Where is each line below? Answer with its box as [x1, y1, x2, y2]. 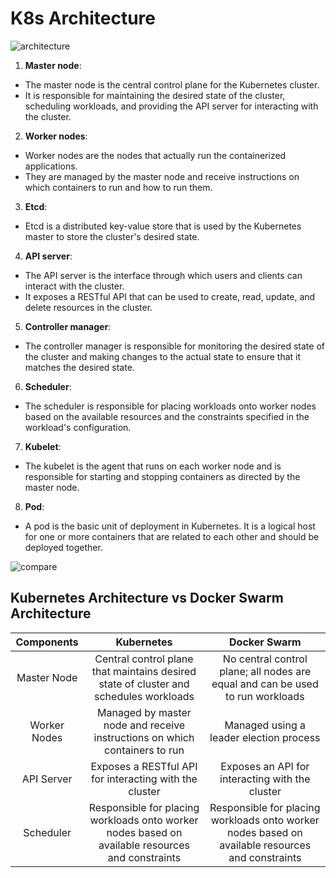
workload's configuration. [24, 421, 132, 433]
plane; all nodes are [219, 664, 312, 678]
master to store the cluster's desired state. [24, 230, 200, 242]
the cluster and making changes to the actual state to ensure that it [24, 350, 302, 362]
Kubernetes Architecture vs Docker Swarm [10, 590, 284, 607]
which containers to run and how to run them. [24, 181, 213, 193]
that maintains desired [91, 664, 197, 678]
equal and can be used [211, 677, 319, 691]
